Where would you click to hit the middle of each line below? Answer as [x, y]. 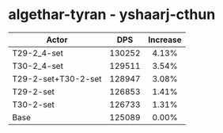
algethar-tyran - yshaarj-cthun [112, 15]
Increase [165, 40]
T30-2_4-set [38, 66]
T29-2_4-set [38, 53]
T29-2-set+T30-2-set [57, 78]
